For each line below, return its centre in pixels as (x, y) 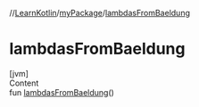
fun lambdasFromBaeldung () (62, 92)
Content (24, 83)
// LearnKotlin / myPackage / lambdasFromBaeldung (99, 13)
